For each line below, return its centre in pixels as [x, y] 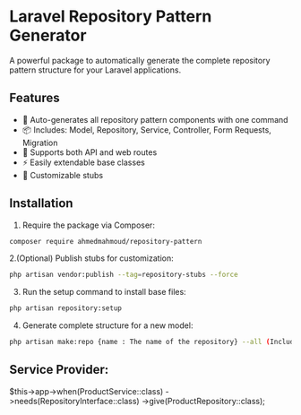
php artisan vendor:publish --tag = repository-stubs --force [124, 275]
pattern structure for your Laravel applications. [95, 70]
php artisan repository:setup [66, 308]
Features [34, 98]
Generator [48, 35]
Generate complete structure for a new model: [107, 325]
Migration [40, 143]
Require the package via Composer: [88, 225]
